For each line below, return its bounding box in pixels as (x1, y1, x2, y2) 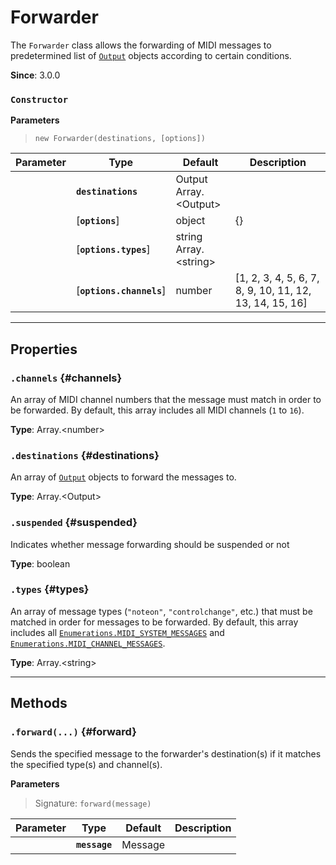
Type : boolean (10, 557, 71, 570)
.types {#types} (10, 582, 90, 596)
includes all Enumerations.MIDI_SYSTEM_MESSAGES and (10, 626, 225, 638)
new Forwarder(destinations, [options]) (34, 134, 206, 144)
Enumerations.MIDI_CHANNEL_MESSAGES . (10, 637, 166, 649)
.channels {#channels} (10, 371, 123, 385)
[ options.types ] (75, 242, 151, 256)
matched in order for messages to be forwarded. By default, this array (10, 616, 299, 628)
